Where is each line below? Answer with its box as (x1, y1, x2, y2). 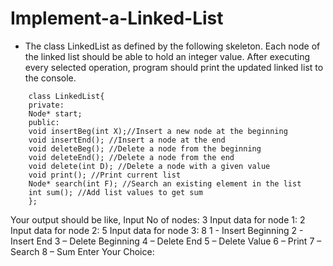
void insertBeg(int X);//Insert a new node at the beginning (28, 126, 288, 136)
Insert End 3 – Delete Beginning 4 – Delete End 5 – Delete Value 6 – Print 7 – (10, 235, 322, 247)
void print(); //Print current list (28, 170, 182, 180)
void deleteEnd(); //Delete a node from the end (28, 152, 235, 162)
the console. (24, 72, 77, 84)
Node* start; (28, 108, 83, 119)
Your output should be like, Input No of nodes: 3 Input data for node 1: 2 (10, 213, 306, 226)
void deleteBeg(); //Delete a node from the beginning (28, 143, 262, 154)
